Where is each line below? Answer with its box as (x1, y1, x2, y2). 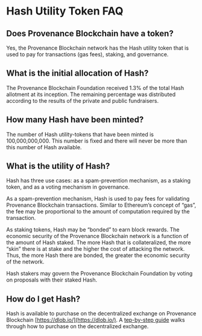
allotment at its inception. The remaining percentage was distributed (6, 91, 176, 98)
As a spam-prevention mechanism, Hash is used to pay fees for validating (6, 195, 190, 202)
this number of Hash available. (6, 143, 82, 150)
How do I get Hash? (6, 294, 80, 304)
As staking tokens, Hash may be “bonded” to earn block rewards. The (6, 226, 180, 233)
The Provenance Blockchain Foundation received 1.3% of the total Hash (6, 84, 185, 91)
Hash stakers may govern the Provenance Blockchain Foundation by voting (6, 270, 193, 277)
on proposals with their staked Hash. (6, 276, 98, 283)
